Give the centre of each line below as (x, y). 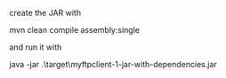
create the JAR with (45, 13)
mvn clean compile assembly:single (75, 30)
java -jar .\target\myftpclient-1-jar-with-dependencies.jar (113, 64)
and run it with (36, 47)
